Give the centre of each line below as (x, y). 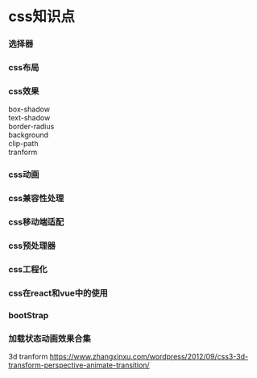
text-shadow (29, 118)
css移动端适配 (36, 222)
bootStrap (29, 315)
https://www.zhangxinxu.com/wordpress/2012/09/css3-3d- (149, 357)
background (29, 135)
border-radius (31, 127)
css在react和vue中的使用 (58, 293)
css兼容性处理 (36, 199)
